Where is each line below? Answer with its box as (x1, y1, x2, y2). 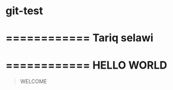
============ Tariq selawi (5, 31, 153, 45)
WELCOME (20, 78, 47, 85)
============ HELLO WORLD (5, 58, 168, 72)
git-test (5, 4, 43, 18)
